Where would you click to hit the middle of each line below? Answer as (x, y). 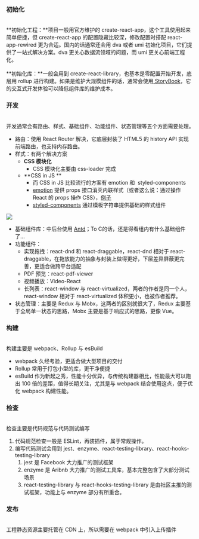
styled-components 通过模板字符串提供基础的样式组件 (99, 205)
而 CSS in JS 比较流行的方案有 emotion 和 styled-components (109, 182)
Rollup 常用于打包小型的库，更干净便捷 (62, 368)
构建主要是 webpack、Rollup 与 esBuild (55, 348)
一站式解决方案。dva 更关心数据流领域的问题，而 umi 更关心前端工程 (101, 53)
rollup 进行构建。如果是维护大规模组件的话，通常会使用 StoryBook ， (102, 81)
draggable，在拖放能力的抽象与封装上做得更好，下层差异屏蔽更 (102, 259)
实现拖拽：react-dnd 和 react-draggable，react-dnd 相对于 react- (105, 251)
